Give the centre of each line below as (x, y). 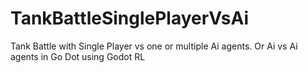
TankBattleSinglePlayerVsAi (130, 18)
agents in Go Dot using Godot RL (78, 56)
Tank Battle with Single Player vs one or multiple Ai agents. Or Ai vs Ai (154, 46)
